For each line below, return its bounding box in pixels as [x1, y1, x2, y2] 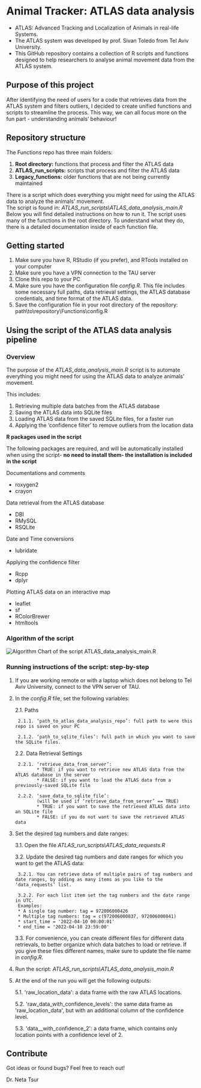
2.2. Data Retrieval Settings [14, 750, 83, 757]
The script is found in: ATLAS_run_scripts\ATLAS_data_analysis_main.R [6, 204, 183, 211]
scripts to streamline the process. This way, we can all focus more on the [6, 108, 187, 116]
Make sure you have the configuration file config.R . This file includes [14, 282, 185, 290]
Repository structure [6, 132, 86, 143]
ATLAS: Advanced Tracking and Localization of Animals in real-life [14, 24, 179, 31]
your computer [14, 263, 52, 270]
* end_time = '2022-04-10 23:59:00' [17, 924, 110, 930]
